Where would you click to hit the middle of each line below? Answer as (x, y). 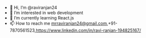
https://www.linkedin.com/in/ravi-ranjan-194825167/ (89, 30)
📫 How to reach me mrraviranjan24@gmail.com (58, 23)
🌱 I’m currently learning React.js (42, 18)
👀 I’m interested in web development (46, 13)
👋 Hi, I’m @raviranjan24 (33, 8)
